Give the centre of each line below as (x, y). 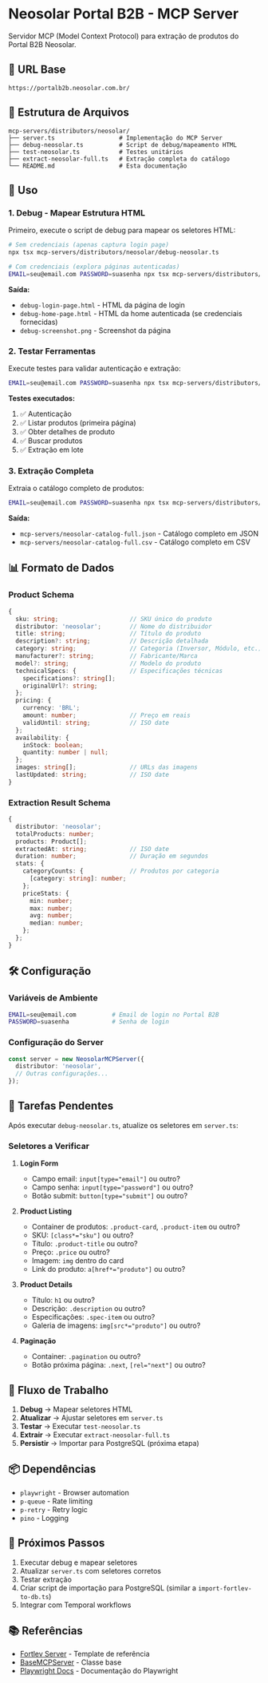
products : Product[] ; (51, 841)
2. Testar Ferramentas (52, 350)
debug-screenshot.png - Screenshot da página (95, 330)
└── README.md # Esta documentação (98, 166)
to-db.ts (34, 1597)
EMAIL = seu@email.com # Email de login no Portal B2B (114, 1015)
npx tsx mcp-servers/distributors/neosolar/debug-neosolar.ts (114, 252)
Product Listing (46, 1211)
